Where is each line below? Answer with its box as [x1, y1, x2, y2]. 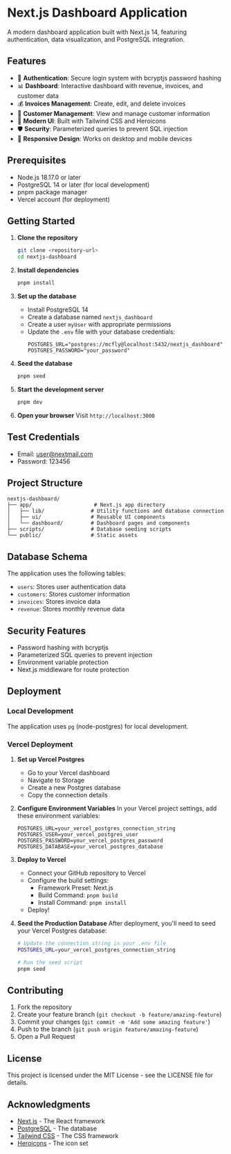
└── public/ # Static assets [7, 532, 138, 539]
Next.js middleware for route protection [17, 665, 129, 674]
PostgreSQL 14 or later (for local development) [17, 180, 150, 189]
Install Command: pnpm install [37, 898, 127, 906]
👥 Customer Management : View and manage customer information [17, 109, 210, 117]
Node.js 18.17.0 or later [17, 173, 82, 181]
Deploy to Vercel [17, 855, 66, 863]
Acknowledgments [7, 1098, 91, 1110]
